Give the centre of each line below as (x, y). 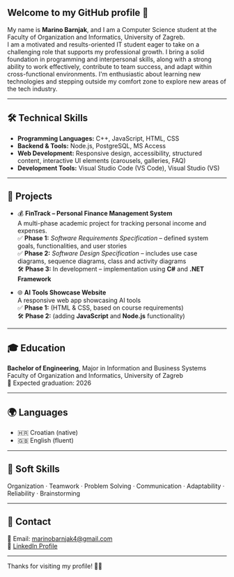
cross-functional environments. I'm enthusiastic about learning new (104, 74)
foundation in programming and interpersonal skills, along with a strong (110, 59)
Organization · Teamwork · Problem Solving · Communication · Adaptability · (116, 486)
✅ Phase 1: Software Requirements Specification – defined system (113, 238)
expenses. (32, 231)
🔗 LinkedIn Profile (32, 546)
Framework (34, 279)
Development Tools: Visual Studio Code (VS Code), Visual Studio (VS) (118, 168)
